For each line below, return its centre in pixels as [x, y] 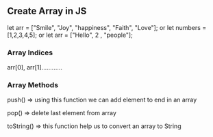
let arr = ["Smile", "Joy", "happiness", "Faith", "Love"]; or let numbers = [107, 27]
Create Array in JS [47, 11]
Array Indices [30, 52]
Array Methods [33, 85]
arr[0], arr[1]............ [35, 67]
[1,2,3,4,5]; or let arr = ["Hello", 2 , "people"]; [70, 35]
